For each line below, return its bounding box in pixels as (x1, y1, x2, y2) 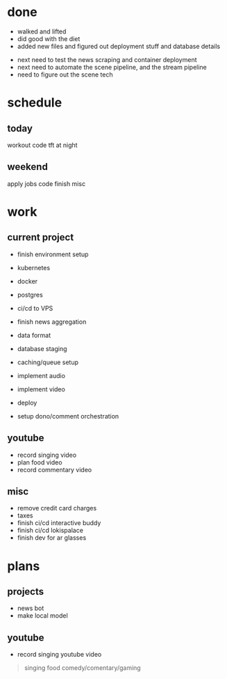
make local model (17, 611, 68, 620)
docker (17, 276, 38, 286)
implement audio (17, 371, 66, 380)
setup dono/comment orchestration (17, 412, 119, 420)
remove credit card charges (17, 504, 97, 513)
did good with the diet (17, 34, 81, 42)
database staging (17, 344, 67, 352)
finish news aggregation (17, 318, 87, 326)
